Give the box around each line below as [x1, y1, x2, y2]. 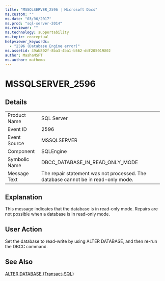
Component [7, 148, 35, 155]
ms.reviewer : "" [5, 26, 38, 30]
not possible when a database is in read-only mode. [5, 211, 110, 217]
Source [7, 140, 25, 147]
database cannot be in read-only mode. [41, 176, 134, 183]
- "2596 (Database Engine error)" [9, 44, 80, 49]
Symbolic [7, 156, 29, 163]
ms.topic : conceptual [5, 35, 50, 40]
